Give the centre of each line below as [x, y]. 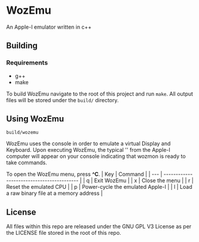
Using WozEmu [35, 119]
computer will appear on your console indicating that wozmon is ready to [96, 157]
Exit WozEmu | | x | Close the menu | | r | [144, 180]
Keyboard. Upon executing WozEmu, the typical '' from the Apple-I [88, 150]
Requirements [27, 63]
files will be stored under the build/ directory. [62, 100]
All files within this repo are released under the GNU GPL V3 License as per [99, 226]
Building [22, 46]
